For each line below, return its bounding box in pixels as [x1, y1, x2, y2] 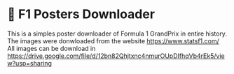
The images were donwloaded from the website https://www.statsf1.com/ [7, 36, 219, 45]
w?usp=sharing [7, 59, 53, 67]
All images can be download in [7, 44, 96, 52]
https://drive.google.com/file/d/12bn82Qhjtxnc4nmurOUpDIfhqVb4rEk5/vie [7, 52, 226, 60]
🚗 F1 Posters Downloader [7, 6, 156, 22]
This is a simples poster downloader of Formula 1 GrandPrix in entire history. [7, 29, 228, 38]
